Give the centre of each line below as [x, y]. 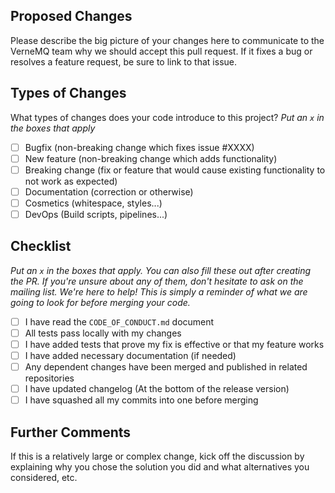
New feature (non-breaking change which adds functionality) [151, 158]
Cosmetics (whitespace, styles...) [93, 203]
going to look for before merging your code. [100, 302]
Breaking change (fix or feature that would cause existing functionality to [175, 170]
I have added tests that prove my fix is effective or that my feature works [174, 344]
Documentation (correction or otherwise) [109, 191]
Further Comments [71, 432]
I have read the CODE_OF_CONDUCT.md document [119, 321]
